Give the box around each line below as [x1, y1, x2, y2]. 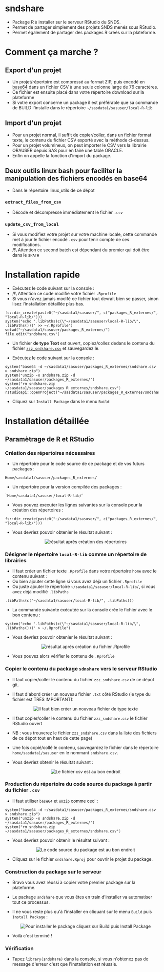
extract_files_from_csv [5, 200, 62, 205]
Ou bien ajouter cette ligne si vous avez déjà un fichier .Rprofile [12, 579, 143, 585]
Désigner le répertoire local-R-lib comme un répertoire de [5, 551, 147, 558]
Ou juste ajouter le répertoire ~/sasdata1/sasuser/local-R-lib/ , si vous [12, 584, 156, 589]
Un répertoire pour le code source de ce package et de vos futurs [12, 461, 145, 466]
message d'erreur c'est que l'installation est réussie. [12, 961, 118, 967]
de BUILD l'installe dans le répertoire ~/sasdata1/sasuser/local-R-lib [12, 104, 153, 110]
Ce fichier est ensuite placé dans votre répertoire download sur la [12, 89, 144, 95]
